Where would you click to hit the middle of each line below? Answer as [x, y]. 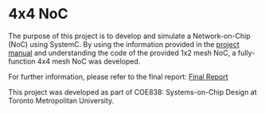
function [22, 61]
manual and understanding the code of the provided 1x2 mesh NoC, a [122, 53]
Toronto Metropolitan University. [61, 100]
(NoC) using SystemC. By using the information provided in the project [124, 44]
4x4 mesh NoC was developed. [89, 61]
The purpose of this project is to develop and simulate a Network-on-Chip [129, 36]
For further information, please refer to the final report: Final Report [118, 76]
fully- [246, 53]
